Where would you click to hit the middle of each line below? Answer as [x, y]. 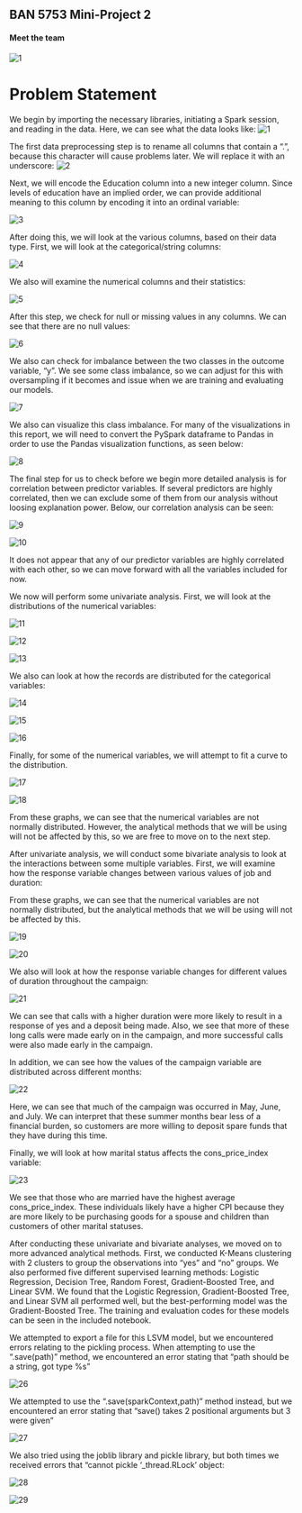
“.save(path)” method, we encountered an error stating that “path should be [149, 1356]
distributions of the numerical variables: [83, 606]
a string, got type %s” [50, 1366]
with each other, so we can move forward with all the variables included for [148, 569]
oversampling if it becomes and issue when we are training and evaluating [147, 380]
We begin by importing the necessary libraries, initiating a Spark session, [144, 119]
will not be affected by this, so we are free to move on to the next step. [140, 836]
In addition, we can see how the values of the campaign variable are [136, 1062]
